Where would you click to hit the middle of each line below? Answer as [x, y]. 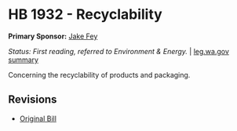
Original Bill [38, 118]
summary [24, 60]
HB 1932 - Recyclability [85, 15]
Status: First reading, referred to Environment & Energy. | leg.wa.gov [119, 51]
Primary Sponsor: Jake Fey [53, 36]
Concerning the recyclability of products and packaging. [99, 75]
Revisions [33, 100]
